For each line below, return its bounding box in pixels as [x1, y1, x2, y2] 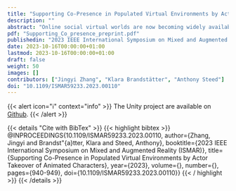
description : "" [7, 17, 55, 24]
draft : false [7, 56, 46, 63]
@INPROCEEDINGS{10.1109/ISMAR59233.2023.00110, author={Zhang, [7, 131, 211, 140]
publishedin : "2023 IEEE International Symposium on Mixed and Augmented [7, 37, 228, 44]
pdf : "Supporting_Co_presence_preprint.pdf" [7, 30, 140, 37]
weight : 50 [7, 63, 39, 70]
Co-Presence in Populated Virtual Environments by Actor [44, 154, 209, 162]
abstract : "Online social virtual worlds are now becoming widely [7, 23, 206, 30]
